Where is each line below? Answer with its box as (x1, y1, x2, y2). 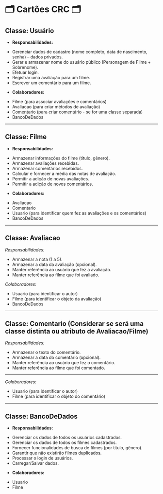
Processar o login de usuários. (12, 455, 73, 461)
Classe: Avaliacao (5, 234, 61, 242)
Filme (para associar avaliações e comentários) (12, 99, 107, 105)
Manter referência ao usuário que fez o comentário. (12, 360, 115, 366)
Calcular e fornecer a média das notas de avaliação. (12, 171, 116, 176)
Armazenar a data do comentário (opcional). (12, 354, 101, 360)
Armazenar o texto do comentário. (12, 350, 81, 355)
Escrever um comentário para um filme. (12, 80, 91, 86)
